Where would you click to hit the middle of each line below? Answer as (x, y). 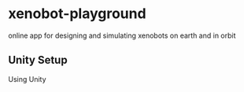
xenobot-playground (78, 14)
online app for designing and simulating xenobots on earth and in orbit (122, 35)
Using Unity (27, 79)
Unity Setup (38, 60)
